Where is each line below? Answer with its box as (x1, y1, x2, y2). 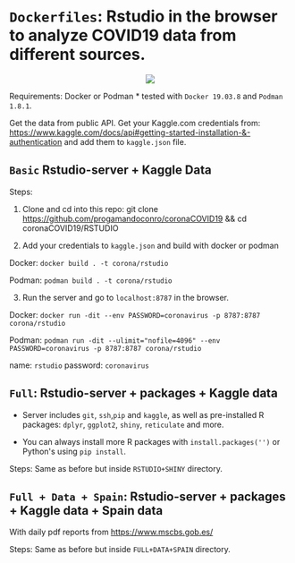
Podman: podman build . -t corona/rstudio (9, 275, 173, 286)
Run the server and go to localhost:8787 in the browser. (21, 292, 230, 303)
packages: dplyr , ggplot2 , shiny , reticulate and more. (21, 419, 224, 430)
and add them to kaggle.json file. (63, 136, 187, 147)
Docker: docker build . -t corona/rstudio (9, 257, 169, 268)
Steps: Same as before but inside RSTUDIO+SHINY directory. (9, 463, 223, 473)
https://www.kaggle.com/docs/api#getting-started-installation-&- (9, 127, 251, 138)
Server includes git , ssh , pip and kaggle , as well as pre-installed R (21, 409, 265, 420)
